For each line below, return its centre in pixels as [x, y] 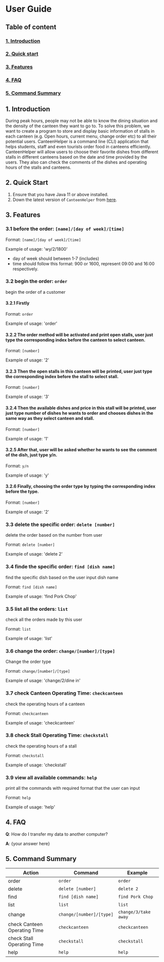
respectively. [25, 269]
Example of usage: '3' [27, 397]
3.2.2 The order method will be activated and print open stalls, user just [79, 335]
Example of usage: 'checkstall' [36, 765]
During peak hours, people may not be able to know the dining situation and [82, 121]
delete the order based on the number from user [54, 535]
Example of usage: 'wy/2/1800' [36, 249]
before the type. [22, 492]
